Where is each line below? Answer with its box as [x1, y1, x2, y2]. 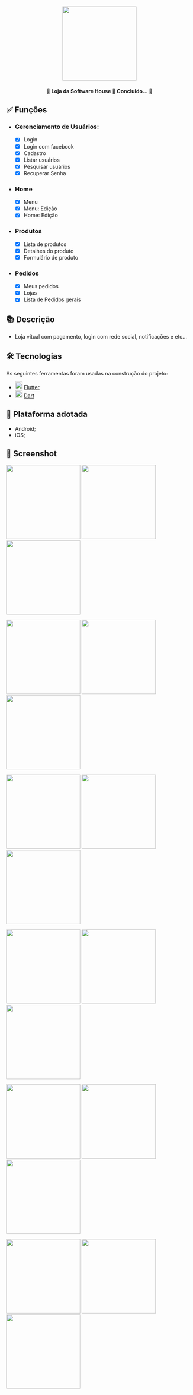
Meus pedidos [23, 283, 59, 290]
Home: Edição [23, 212, 58, 219]
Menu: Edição [23, 205, 57, 212]
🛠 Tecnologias [6, 351, 62, 361]
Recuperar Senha [23, 169, 66, 176]
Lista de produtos [23, 241, 67, 248]
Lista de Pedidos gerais [23, 296, 81, 303]
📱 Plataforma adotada [6, 409, 88, 419]
